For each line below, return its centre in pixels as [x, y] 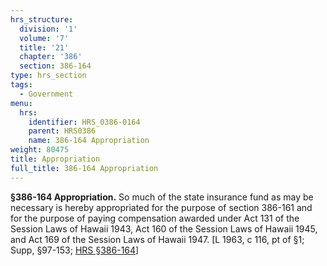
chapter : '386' [51, 57]
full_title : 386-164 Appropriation [84, 168]
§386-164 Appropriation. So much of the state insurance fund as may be [162, 197]
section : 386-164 [55, 66]
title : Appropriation [55, 159]
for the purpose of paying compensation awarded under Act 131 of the [155, 218]
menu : [21, 103]
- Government [46, 94]
